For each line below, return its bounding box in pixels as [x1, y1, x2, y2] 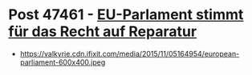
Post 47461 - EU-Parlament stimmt [8, 6, 244, 24]
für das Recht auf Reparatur [8, 22, 197, 41]
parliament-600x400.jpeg [19, 57, 106, 67]
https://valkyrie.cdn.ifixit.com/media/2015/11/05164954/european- [19, 49, 240, 58]
